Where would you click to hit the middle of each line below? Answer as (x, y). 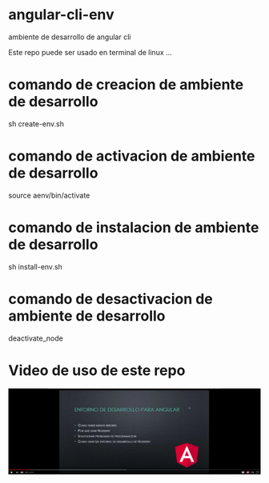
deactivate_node (36, 338)
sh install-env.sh (35, 266)
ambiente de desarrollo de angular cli (70, 37)
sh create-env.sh (36, 124)
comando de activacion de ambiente (132, 156)
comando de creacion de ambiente (126, 85)
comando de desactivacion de (111, 299)
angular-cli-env (61, 15)
